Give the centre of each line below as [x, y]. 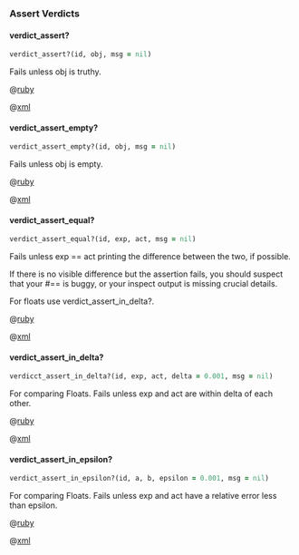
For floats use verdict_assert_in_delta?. [82, 301]
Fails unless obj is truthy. [55, 72]
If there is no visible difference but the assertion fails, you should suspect [146, 274]
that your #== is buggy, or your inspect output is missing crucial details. [144, 284]
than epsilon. [34, 505]
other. [20, 404]
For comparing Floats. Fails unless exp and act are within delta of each [141, 394]
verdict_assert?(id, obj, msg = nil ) [81, 54]
